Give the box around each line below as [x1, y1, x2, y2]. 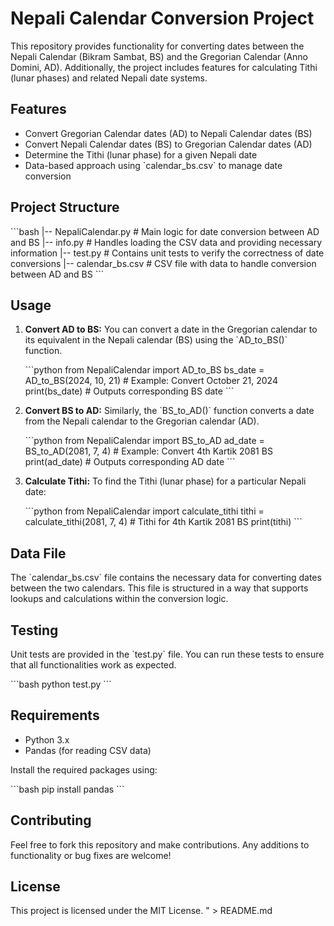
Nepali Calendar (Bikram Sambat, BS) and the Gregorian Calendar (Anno [10, 50, 308, 62]
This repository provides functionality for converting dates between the [10, 40, 305, 52]
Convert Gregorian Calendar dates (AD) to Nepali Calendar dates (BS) [24, 127, 313, 139]
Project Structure [10, 199, 120, 216]
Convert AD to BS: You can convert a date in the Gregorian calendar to [24, 323, 318, 336]
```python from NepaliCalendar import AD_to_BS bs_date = [24, 364, 265, 376]
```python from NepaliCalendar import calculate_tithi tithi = [24, 505, 265, 517]
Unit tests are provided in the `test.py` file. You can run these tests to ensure [10, 648, 325, 660]
